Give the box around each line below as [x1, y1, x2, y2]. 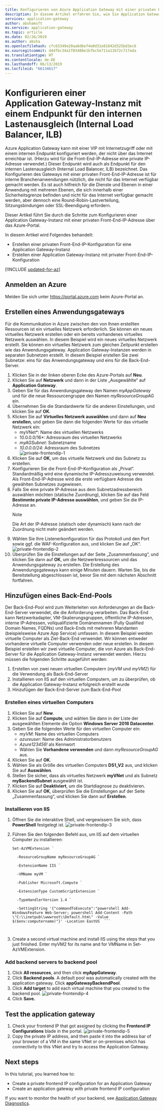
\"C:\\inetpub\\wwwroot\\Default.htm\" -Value [12, 914, 109, 920]
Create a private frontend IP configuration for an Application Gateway [12, 1080, 152, 1086]
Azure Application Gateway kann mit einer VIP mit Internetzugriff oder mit [5, 145, 153, 151]
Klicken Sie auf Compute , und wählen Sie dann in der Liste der [12, 715, 139, 721]
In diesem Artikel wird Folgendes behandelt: [5, 232, 94, 237]
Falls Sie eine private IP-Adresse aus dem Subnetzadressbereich [12, 486, 143, 492]
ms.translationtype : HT [5, 52, 54, 58]
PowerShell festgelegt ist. [12, 822, 65, 827]
